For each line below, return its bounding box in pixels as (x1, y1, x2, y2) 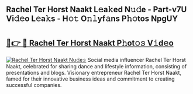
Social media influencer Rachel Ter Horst (87, 57, 186, 63)
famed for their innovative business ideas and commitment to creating (6, 75, 175, 82)
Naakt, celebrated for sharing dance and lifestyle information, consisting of (6, 63, 187, 69)
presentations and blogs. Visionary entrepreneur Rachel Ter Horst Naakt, (6, 69, 182, 76)
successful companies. (6, 82, 62, 88)
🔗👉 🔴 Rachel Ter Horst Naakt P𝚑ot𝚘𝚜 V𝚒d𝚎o (6, 38, 174, 48)
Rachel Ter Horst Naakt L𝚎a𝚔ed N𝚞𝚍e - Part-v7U (6, 5, 187, 15)
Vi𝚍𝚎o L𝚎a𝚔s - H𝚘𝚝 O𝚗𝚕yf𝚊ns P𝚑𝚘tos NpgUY (6, 14, 178, 24)
